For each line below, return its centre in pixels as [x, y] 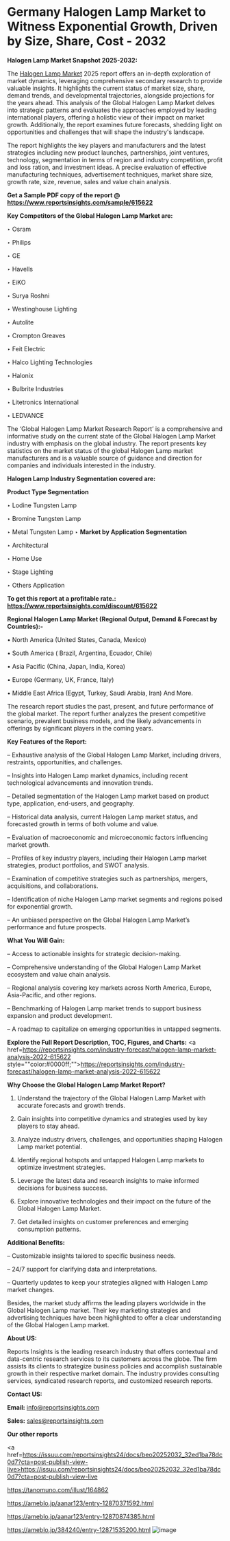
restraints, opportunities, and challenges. [65, 762]
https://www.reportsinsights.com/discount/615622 [82, 606]
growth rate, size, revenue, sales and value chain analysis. [89, 181]
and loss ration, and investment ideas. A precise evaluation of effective [107, 167]
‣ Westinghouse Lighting [42, 309]
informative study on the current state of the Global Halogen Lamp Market [111, 436]
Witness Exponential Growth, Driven [112, 26]
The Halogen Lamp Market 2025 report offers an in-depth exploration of [109, 74]
